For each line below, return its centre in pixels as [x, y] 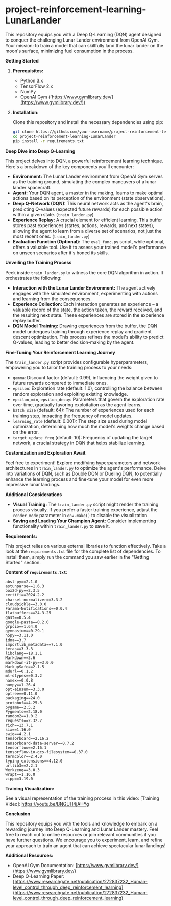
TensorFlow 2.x [36, 86]
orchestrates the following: [33, 278]
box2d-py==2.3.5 [22, 590]
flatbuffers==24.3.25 [28, 613]
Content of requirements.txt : [36, 572]
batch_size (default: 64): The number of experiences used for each [83, 410]
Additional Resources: [29, 855]
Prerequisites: [28, 71]
